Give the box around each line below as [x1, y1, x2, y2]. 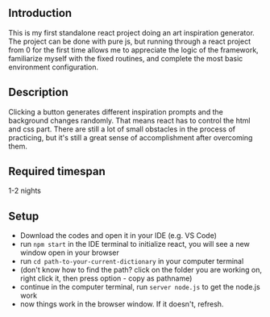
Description [8, 86, 69, 99]
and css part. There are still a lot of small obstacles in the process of [8, 124, 236, 134]
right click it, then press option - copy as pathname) [19, 273, 193, 283]
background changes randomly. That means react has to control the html [8, 115, 251, 125]
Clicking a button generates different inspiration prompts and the [8, 106, 223, 116]
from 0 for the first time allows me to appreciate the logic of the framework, [8, 44, 260, 55]
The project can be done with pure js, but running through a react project [8, 36, 251, 46]
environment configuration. [8, 62, 99, 72]
